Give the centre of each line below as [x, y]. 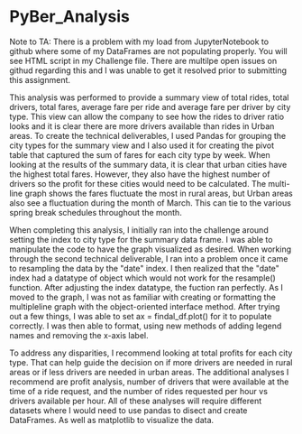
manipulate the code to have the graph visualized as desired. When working [151, 249]
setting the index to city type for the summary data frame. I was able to [141, 239]
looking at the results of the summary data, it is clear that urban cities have [148, 164]
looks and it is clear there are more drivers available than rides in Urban [142, 126]
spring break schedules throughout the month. [96, 212]
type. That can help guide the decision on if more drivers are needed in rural [151, 362]
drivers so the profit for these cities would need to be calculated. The [138, 183]
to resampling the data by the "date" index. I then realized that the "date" [144, 268]
